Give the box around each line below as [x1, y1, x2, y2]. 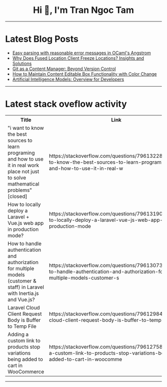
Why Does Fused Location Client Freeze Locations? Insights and [12, 55, 144, 61]
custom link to [7, 337, 41, 344]
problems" [7, 187, 32, 193]
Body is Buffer [7, 316, 41, 323]
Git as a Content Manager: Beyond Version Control [12, 66, 116, 72]
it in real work [7, 162, 39, 169]
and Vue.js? [7, 296, 35, 303]
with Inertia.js [7, 290, 39, 296]
